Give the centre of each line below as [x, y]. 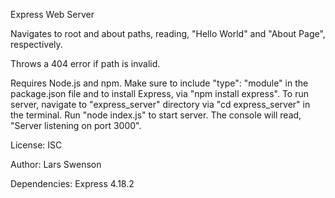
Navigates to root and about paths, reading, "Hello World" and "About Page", [168, 33]
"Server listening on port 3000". [76, 125]
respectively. [36, 44]
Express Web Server [52, 14]
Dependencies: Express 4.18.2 [72, 183]
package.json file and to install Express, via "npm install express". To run [160, 93]
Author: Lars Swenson [56, 164]
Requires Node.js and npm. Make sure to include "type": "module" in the [159, 83]
